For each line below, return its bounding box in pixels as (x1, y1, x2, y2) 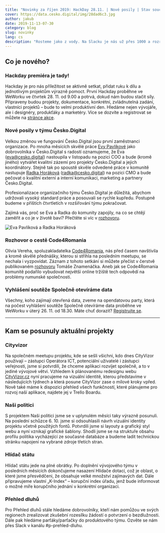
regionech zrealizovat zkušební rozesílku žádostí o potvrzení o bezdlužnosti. (5, 512, 160, 518)
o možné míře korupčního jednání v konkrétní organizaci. (5, 483, 120, 489)
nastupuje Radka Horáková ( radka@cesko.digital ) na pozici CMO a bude (5, 169, 151, 175)
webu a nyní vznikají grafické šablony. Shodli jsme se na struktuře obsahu (5, 429, 155, 435)
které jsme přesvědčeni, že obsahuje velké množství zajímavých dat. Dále (5, 473, 154, 479)
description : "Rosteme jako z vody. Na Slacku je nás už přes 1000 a (5, 39, 151, 44)
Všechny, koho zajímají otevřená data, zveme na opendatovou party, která (5, 297, 155, 303)
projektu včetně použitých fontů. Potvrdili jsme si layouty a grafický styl (5, 423, 150, 429)
